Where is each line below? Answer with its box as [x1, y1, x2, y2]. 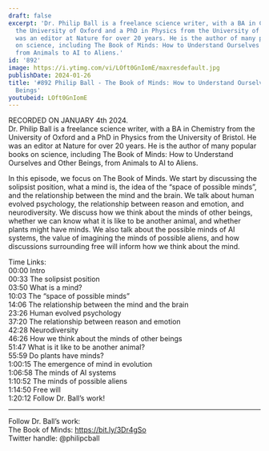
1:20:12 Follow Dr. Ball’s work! [8, 393, 106, 403]
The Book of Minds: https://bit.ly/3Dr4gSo [8, 425, 147, 435]
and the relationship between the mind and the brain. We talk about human [8, 191, 255, 200]
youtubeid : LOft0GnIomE [8, 94, 88, 102]
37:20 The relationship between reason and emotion [8, 317, 182, 327]
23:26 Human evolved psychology [8, 308, 122, 318]
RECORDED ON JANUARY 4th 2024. [8, 115, 129, 125]
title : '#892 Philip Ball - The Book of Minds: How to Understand [8, 79, 235, 87]
